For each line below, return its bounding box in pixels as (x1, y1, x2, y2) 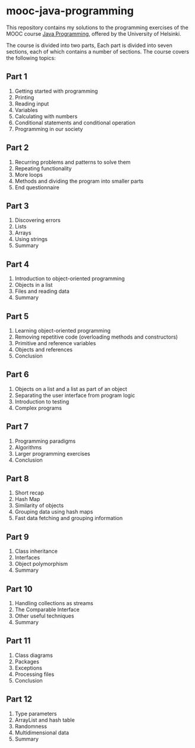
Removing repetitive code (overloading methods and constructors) (14, 333, 178, 340)
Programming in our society (14, 125, 83, 132)
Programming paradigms (14, 437, 76, 445)
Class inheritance (14, 547, 58, 555)
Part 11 (6, 636, 31, 646)
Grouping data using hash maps (14, 508, 93, 515)
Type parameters (14, 710, 57, 717)
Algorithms (14, 443, 42, 450)
